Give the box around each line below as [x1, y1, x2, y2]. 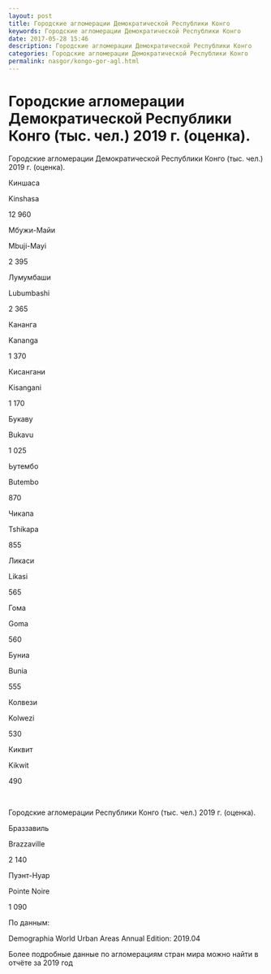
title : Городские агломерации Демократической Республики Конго [8, 19, 230, 28]
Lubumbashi [8, 288, 50, 297]
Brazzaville [8, 838, 45, 849]
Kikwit [8, 760, 30, 770]
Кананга [8, 319, 37, 329]
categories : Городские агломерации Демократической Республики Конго [8, 50, 249, 58]
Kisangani [8, 383, 42, 392]
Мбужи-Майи [8, 225, 55, 235]
